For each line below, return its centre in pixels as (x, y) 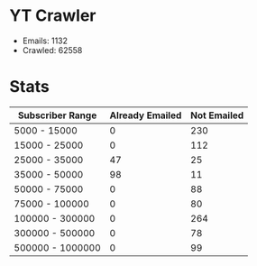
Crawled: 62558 (52, 50)
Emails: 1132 (45, 41)
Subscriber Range (57, 115)
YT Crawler (53, 16)
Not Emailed (217, 115)
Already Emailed (146, 115)
